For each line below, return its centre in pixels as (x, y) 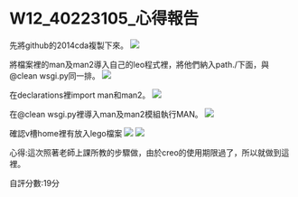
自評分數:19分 (35, 183)
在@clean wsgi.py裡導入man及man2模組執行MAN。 (106, 114)
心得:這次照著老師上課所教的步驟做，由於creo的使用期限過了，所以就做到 (145, 152)
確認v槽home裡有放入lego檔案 (66, 133)
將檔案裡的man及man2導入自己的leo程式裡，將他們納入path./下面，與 (139, 64)
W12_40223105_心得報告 (104, 19)
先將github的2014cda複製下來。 (69, 45)
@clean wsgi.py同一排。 (55, 75)
